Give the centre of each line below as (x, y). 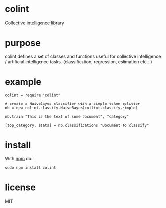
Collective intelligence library (35, 23)
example (23, 82)
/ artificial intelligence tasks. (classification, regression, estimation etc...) (79, 62)
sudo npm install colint (31, 168)
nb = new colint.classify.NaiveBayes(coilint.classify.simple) (72, 108)
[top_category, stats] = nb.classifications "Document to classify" (77, 125)
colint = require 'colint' (33, 95)
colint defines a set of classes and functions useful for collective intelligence (83, 56)
